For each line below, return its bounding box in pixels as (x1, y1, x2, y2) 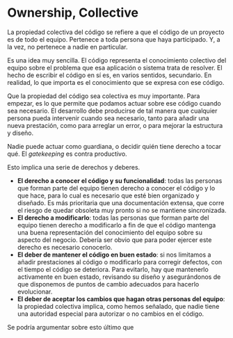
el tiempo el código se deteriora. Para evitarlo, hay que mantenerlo (17, 265, 209, 273)
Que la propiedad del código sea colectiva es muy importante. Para (7, 92, 200, 100)
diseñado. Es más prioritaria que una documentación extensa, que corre (17, 198, 225, 207)
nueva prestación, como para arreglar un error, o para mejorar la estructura (7, 121, 223, 129)
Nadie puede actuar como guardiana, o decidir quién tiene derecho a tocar (7, 142, 221, 150)
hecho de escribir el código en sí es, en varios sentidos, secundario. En (7, 71, 212, 79)
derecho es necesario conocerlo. (17, 243, 113, 251)
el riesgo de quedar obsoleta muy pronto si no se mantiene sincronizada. (17, 206, 227, 214)
